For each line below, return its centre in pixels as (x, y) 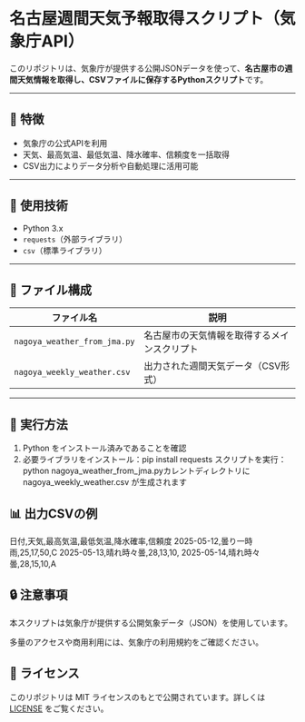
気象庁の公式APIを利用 (65, 143)
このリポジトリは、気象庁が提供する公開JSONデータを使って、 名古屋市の (147, 68)
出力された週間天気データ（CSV (212, 366)
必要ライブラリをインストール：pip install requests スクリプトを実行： (154, 460)
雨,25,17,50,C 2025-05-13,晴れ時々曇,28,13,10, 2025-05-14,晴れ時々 (135, 552)
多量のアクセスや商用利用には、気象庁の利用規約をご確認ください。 (137, 642)
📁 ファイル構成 (51, 290)
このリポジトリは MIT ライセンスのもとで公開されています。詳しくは (138, 697)
